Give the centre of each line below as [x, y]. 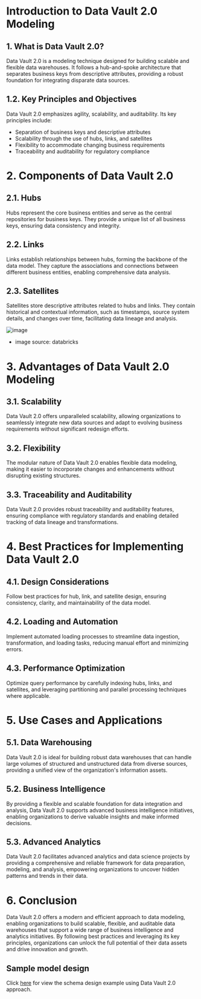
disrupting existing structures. [43, 476]
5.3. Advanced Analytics [54, 842]
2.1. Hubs [24, 198]
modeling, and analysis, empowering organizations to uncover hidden [93, 869]
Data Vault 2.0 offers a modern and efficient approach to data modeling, [96, 917]
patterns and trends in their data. [47, 876]
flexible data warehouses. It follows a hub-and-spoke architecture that [94, 67]
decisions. [19, 823]
